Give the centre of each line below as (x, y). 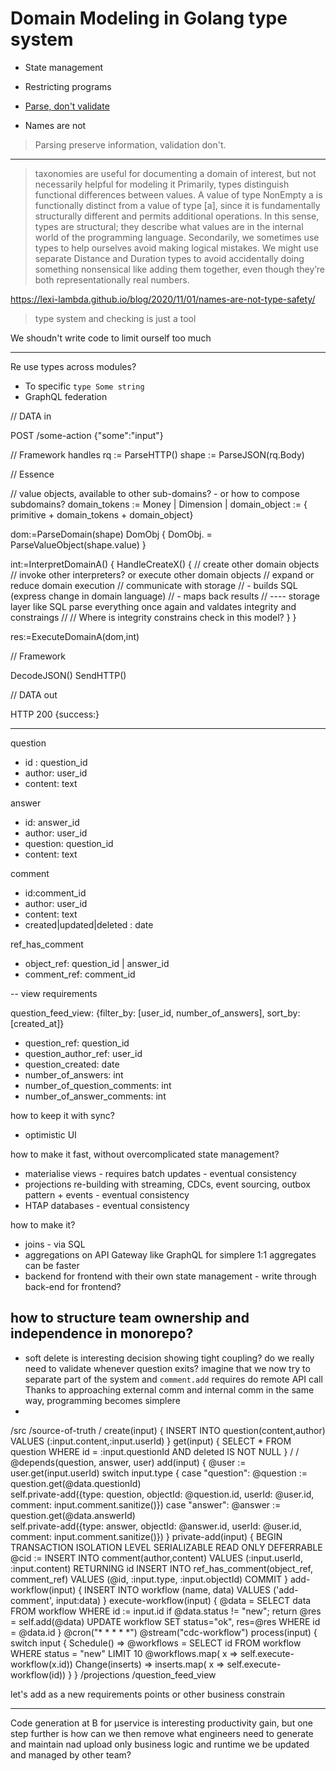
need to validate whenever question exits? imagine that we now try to (167, 1368)
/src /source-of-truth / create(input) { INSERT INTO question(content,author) (168, 1430)
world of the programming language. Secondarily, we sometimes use (177, 237)
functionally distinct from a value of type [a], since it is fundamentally (177, 205)
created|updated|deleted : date (89, 924)
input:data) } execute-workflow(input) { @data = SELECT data (183, 1600)
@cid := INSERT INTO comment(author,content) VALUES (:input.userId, (156, 1558)
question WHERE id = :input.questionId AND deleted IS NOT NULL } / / (155, 1451)
